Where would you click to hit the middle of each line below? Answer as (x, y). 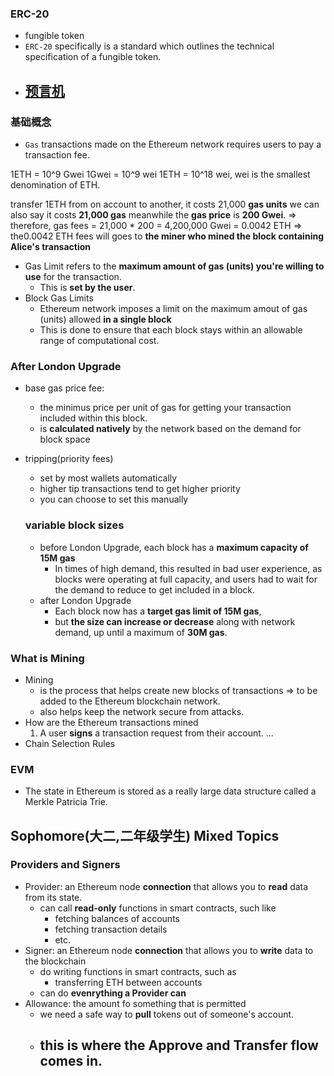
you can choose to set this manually (114, 499)
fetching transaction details (111, 929)
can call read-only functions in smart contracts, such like (158, 908)
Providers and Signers (65, 865)
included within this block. (93, 418)
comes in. (71, 1061)
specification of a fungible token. (93, 57)
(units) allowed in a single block (105, 319)
